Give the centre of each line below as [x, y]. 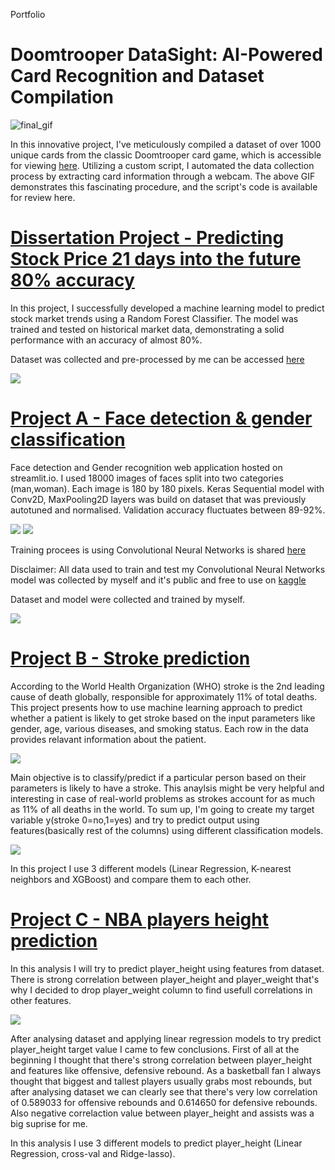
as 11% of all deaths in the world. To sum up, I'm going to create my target [162, 809]
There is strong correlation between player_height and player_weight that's [165, 979]
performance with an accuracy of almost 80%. [106, 340]
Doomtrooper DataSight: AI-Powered [166, 55]
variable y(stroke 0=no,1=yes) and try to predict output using [135, 820]
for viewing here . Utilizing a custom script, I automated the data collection [162, 165]
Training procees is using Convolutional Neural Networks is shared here [158, 550]
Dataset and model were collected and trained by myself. [127, 599]
